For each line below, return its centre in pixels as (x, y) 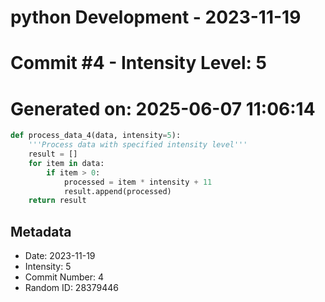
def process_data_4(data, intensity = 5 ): (96, 136)
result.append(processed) (117, 191)
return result (57, 201)
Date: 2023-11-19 (60, 256)
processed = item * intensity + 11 (138, 182)
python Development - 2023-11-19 (156, 17)
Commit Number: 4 (64, 277)
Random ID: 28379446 (71, 288)
